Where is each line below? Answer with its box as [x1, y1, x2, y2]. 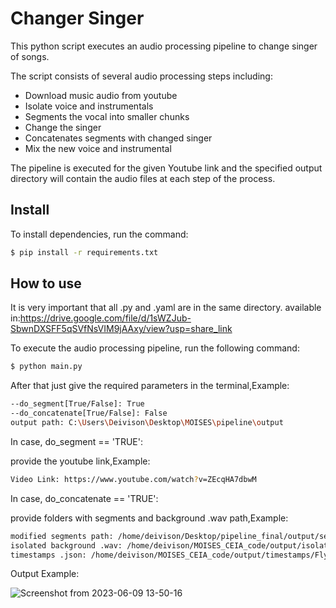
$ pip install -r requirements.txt [10, 247, 159, 257]
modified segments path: [10, 531, 114, 541]
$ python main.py [10, 362, 83, 372]
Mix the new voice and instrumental [24, 142, 172, 154]
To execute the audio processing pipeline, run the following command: [10, 342, 300, 354]
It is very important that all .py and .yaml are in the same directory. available [10, 302, 322, 314]
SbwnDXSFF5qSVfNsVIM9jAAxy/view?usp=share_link [10, 323, 233, 335]
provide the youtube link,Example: [10, 455, 151, 467]
